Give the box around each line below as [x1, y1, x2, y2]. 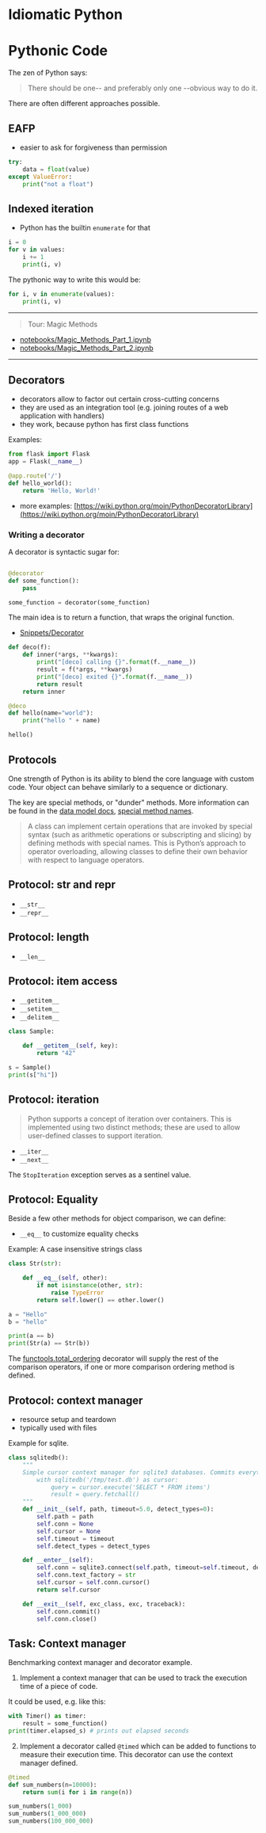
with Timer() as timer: [8, 1713, 87, 1721]
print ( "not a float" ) [22, 180, 93, 188]
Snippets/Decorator [19, 628, 85, 638]
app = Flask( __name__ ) [8, 458, 83, 466]
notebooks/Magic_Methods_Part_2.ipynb [19, 343, 154, 352]
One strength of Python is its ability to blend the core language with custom [8, 774, 255, 783]
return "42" [36, 1050, 77, 1057]
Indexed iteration [8, 202, 94, 215]
